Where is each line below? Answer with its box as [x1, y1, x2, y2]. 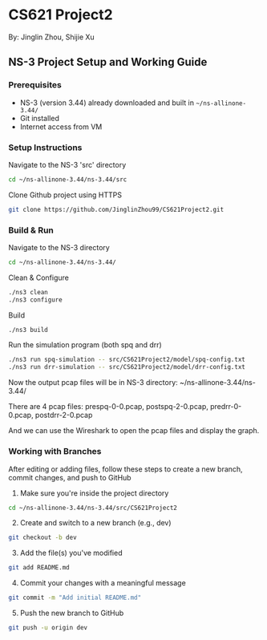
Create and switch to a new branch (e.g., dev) [19, 518, 172, 528]
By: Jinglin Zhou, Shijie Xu [8, 32, 95, 42]
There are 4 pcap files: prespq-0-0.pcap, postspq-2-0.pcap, [8, 402, 208, 411]
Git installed [19, 113, 60, 123]
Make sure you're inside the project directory [19, 488, 169, 498]
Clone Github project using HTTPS [8, 190, 123, 200]
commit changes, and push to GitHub [8, 472, 131, 482]
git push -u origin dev [8, 624, 88, 632]
